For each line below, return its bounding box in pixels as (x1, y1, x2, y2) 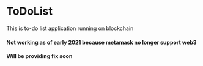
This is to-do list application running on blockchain (6, 24, 134, 32)
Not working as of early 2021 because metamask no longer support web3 (6, 38, 197, 46)
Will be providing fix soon (6, 53, 73, 60)
